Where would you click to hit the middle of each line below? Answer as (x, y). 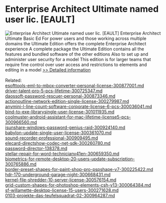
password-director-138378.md (36, 148)
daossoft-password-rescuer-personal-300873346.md (60, 96)
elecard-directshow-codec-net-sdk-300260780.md (58, 143)
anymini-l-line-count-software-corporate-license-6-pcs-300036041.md (79, 106)
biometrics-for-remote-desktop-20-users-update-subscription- (70, 159)
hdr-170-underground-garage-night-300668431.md (58, 174)
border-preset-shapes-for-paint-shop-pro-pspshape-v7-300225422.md (79, 169)
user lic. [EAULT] (40, 19)
